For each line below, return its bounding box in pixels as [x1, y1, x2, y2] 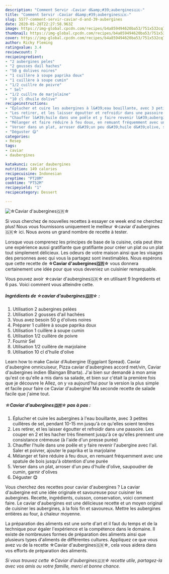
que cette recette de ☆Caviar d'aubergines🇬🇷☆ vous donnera [5, 260, 139, 266]
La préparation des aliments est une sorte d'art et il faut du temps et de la [5, 520, 157, 527]
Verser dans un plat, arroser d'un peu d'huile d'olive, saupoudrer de [12, 463, 153, 469]
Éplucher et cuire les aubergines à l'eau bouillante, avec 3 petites [12, 415, 148, 421]
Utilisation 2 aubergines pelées [12, 306, 77, 312]
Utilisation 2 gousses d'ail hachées [12, 311, 85, 317]
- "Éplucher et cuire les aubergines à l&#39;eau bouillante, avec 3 [5, 106, 154, 111]
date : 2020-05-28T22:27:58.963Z [5, 21, 73, 27]
